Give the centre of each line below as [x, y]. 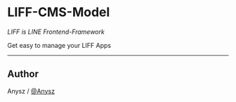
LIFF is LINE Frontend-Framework [56, 32]
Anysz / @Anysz [31, 91]
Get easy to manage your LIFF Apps [59, 45]
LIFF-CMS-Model [59, 12]
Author [23, 74]
